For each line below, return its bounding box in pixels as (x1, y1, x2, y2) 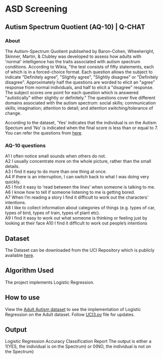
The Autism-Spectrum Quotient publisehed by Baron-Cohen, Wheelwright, (5, 48, 155, 54)
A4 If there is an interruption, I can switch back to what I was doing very (5, 174, 149, 180)
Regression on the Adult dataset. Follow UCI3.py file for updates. (5, 311, 135, 317)
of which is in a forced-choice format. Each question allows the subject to (5, 69, 153, 75)
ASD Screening (5, 3, 68, 15)
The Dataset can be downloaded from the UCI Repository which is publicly (5, 247, 155, 253)
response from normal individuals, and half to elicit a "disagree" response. (5, 84, 154, 90)
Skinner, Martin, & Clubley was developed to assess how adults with (5, 53, 142, 59)
